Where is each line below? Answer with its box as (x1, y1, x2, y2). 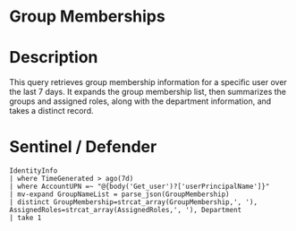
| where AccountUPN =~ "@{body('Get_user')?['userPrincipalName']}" (9, 182, 270, 192)
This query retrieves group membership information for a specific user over (9, 77, 288, 88)
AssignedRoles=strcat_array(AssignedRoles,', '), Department (9, 206, 242, 215)
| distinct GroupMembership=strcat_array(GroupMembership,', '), (9, 198, 258, 207)
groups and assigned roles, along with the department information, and (9, 96, 272, 107)
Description (9, 47, 98, 68)
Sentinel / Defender (9, 137, 157, 158)
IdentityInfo (9, 167, 58, 175)
